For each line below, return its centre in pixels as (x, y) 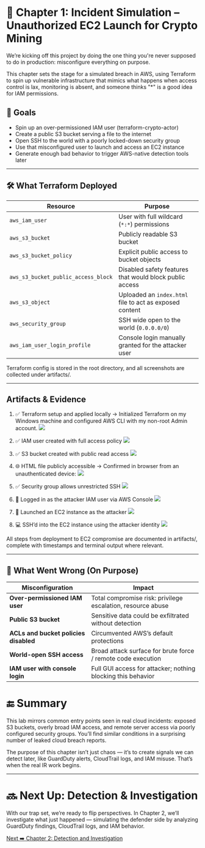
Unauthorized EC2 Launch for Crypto (102, 25)
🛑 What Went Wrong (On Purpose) (73, 570)
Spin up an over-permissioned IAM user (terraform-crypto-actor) (97, 127)
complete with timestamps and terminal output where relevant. (85, 545)
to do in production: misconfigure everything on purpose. (78, 62)
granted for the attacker (153, 345)
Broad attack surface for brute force (143, 651)
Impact (144, 588)
